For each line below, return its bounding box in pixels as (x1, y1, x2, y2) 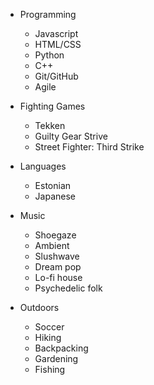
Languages (19, 160, 67, 172)
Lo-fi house (34, 272, 83, 283)
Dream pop (34, 261, 82, 273)
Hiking (34, 332, 62, 343)
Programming (19, 9, 77, 20)
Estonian (34, 180, 72, 191)
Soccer (34, 321, 65, 333)
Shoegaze (34, 229, 77, 241)
